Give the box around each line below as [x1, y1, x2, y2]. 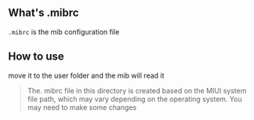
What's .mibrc [8, 6, 79, 20]
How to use [8, 50, 64, 64]
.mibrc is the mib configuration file [8, 27, 120, 36]
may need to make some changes [27, 102, 137, 112]
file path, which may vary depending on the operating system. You [27, 94, 242, 104]
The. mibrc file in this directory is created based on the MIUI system [27, 85, 247, 95]
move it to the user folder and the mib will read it [8, 71, 165, 80]
